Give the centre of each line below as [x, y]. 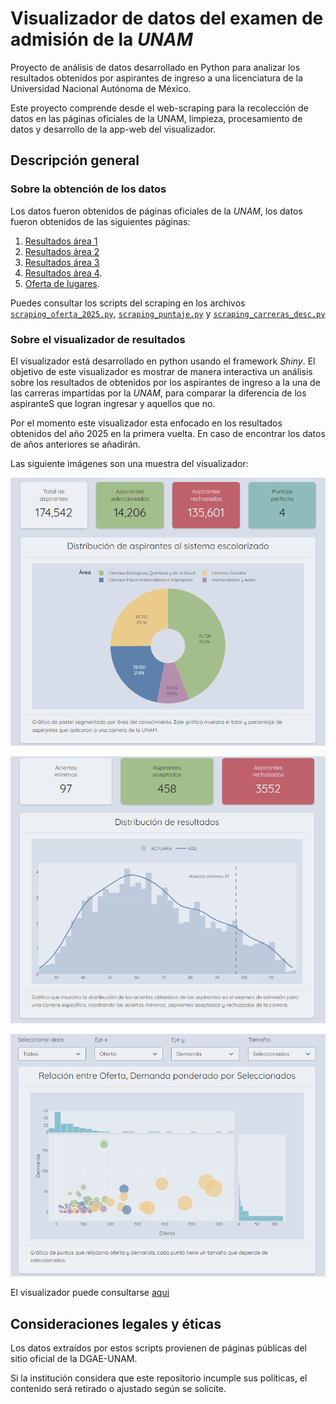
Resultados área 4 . [63, 273]
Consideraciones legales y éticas [116, 1323]
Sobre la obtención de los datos [88, 189]
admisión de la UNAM [101, 39]
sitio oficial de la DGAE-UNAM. [74, 1359]
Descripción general [75, 160]
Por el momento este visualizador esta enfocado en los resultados [146, 423]
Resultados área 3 [62, 262]
